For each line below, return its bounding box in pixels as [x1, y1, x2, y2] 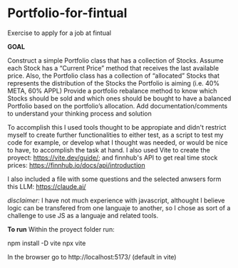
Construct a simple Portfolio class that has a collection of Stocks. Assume [7, 56, 224, 65]
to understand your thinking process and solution [7, 109, 152, 118]
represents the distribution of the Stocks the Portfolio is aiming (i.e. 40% [7, 78, 219, 87]
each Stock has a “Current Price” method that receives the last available [7, 63, 219, 72]
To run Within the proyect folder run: [7, 225, 115, 233]
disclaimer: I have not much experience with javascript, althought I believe [7, 196, 226, 205]
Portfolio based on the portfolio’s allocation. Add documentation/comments [7, 101, 228, 110]
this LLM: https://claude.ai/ [7, 182, 87, 190]
